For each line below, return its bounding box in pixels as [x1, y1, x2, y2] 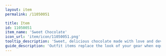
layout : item [5, 7, 32, 12]
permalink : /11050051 [5, 12, 50, 17]
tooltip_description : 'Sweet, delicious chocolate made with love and [5, 39, 154, 44]
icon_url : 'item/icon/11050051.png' [5, 34, 81, 39]
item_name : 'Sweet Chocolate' [5, 30, 68, 35]
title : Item [5, 21, 30, 26]
